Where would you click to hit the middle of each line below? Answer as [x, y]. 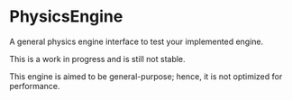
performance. [35, 86]
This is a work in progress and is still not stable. [98, 59]
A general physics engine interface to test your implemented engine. [137, 41]
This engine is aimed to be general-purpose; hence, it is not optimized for [146, 76]
